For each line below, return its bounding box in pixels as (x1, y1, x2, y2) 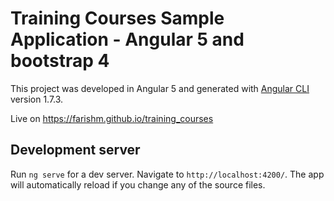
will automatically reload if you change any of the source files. (10, 178, 266, 191)
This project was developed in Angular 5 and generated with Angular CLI (10, 82, 310, 94)
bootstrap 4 (10, 50, 110, 72)
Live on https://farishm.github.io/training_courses (10, 112, 214, 124)
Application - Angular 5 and (10, 28, 245, 51)
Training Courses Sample (10, 7, 225, 30)
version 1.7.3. (10, 93, 64, 105)
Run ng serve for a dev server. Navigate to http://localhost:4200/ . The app (10, 168, 325, 180)
